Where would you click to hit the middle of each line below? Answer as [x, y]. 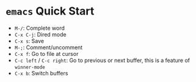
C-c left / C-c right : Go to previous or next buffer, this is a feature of [102, 60]
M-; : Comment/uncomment [49, 47]
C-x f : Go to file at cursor [46, 53]
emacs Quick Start [50, 11]
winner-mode [30, 67]
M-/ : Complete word [40, 28]
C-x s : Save [29, 41]
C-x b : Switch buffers [41, 73]
